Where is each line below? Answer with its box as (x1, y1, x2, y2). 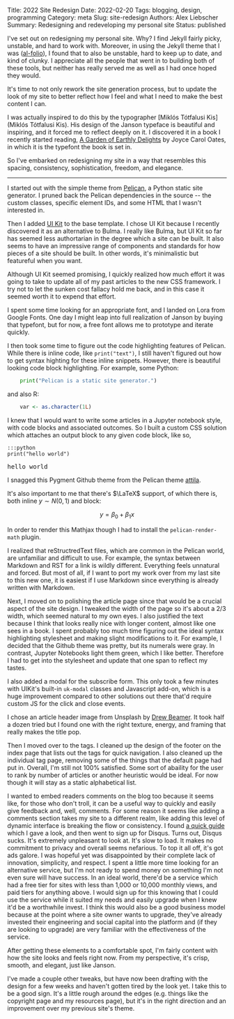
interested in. (7, 206, 45, 214)
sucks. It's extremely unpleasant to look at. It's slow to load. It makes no (7, 836, 214, 845)
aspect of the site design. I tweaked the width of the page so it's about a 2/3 (7, 604, 226, 612)
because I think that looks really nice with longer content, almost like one (7, 619, 217, 627)
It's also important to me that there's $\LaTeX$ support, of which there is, (7, 489, 218, 497)
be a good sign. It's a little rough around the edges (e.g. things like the (7, 989, 209, 997)
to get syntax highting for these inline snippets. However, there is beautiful (7, 356, 221, 365)
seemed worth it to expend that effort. (7, 292, 116, 301)
